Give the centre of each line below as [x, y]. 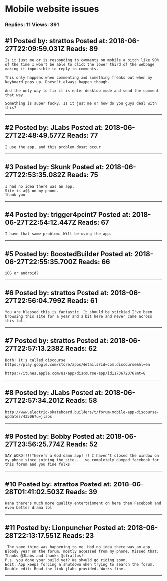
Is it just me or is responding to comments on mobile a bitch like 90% [82, 60]
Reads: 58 [82, 401]
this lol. [15, 321]
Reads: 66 [94, 261]
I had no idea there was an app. [40, 186]
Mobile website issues [52, 9]
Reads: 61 [82, 301]
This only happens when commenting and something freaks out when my [79, 77]
